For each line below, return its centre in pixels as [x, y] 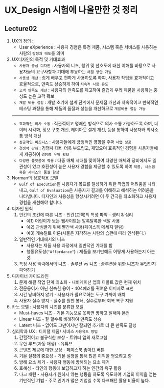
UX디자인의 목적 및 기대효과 [38, 59]
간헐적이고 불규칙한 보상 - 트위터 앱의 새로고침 [63, 337]
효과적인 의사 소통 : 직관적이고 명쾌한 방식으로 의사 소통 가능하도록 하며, [86, 124]
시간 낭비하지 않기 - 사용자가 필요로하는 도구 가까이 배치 [72, 294]
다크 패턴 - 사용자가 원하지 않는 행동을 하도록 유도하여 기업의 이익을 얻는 [88, 374]
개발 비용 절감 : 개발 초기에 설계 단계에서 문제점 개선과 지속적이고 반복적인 [89, 102]
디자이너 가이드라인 [30, 276]
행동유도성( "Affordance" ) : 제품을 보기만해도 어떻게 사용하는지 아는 [91, 251]
